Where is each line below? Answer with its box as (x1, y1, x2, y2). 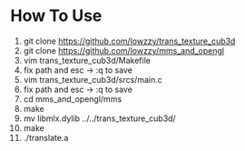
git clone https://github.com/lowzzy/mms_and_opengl (23, 45, 225, 55)
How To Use (10, 5, 103, 26)
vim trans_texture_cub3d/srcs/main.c (23, 74, 162, 85)
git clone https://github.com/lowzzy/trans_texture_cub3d (23, 35, 236, 46)
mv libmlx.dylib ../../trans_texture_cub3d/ (23, 113, 176, 124)
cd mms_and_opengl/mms (23, 93, 122, 105)
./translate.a (23, 132, 69, 143)
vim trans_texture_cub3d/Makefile (23, 55, 151, 65)
